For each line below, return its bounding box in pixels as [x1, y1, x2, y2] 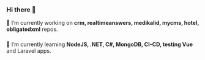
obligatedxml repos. [6, 25, 58, 33]
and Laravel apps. [6, 47, 51, 55]
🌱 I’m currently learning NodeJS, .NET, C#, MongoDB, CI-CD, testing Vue [6, 41, 193, 48]
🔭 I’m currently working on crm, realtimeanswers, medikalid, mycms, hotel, [6, 19, 199, 27]
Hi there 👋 [6, 5, 37, 14]
